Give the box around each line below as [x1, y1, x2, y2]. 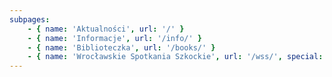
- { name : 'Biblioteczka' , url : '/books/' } [27, 42, 216, 53]
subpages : [9, 14, 51, 25]
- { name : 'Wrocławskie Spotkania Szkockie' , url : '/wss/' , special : [27, 52, 324, 62]
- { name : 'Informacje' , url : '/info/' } [27, 33, 203, 43]
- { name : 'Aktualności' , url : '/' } [27, 24, 185, 34]
